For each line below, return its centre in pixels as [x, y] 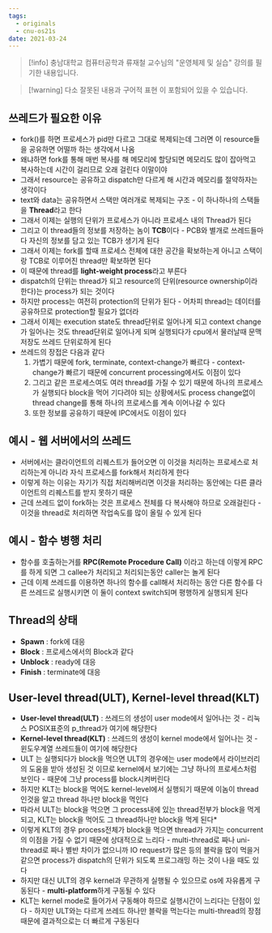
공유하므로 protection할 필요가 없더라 [79, 312]
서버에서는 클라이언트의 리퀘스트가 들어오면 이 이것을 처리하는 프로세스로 [135, 462]
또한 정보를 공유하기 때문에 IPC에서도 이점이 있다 [109, 413]
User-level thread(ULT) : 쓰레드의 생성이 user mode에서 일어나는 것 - [132, 718]
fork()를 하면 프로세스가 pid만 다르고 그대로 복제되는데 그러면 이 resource [136, 140]
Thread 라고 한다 [55, 210]
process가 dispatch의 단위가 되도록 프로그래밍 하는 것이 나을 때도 [146, 860]
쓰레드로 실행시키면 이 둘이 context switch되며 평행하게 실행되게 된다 [138, 592]
